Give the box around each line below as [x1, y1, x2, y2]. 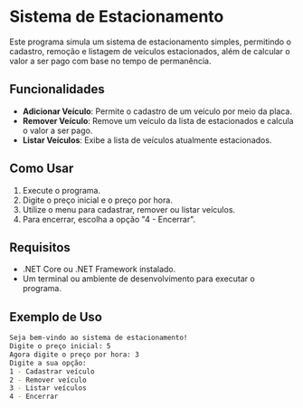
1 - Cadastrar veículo [9, 366, 95, 376]
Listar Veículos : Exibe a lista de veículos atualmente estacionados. [22, 134, 272, 146]
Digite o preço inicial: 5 [9, 342, 111, 351]
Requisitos [9, 240, 71, 255]
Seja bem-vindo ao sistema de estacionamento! [9, 333, 188, 343]
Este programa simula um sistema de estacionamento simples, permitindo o [9, 36, 292, 47]
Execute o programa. [22, 185, 101, 195]
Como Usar [9, 161, 74, 176]
